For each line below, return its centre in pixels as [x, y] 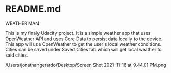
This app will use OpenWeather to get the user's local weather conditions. [83, 44]
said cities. [17, 55]
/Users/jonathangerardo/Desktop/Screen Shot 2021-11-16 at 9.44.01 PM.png [86, 65]
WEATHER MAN [22, 23]
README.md [33, 9]
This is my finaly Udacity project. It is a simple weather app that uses [78, 33]
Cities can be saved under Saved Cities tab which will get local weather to [83, 49]
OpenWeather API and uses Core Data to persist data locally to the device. [84, 39]
